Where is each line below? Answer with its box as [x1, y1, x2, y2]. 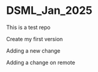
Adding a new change [6, 47, 61, 54]
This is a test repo [6, 24, 51, 31]
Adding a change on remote [6, 59, 75, 66]
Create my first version [6, 35, 63, 42]
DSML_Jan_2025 [6, 4, 93, 18]
